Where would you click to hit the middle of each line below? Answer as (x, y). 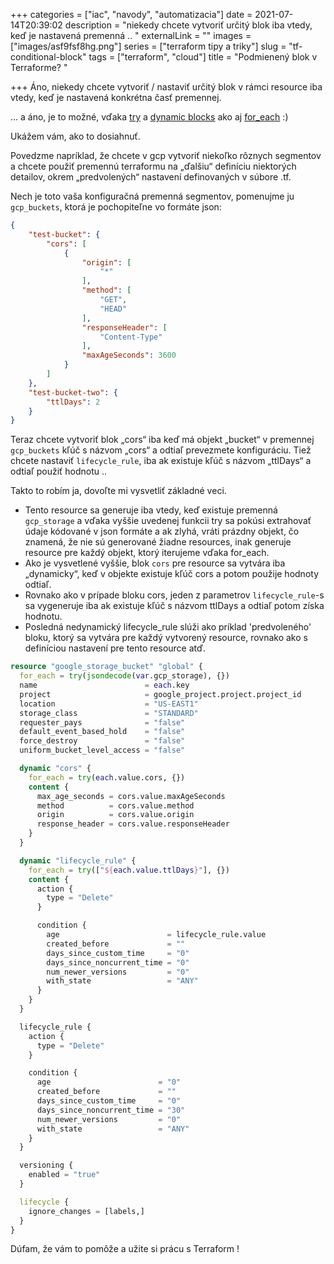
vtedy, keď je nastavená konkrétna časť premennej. (116, 97)
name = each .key (104, 685)
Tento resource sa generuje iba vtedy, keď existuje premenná (151, 510)
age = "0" (109, 1082)
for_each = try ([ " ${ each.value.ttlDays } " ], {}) (129, 870)
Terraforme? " (39, 67)
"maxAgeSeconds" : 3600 (129, 355)
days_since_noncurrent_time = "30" (111, 1110)
